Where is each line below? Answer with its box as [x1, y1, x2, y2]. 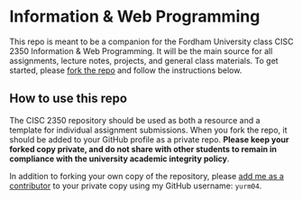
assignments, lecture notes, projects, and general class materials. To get [9, 55, 279, 66]
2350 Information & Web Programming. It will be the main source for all [9, 45, 273, 56]
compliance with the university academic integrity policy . [9, 153, 230, 164]
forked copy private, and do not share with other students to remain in [9, 143, 278, 154]
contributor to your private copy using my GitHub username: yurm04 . [9, 180, 262, 191]
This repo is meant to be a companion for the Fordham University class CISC [9, 36, 294, 47]
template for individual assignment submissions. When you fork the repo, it [9, 124, 288, 135]
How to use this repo [9, 91, 128, 106]
